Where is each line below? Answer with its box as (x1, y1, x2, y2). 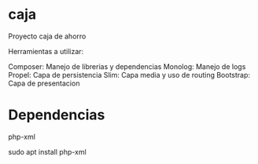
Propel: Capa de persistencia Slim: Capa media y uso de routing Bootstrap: (8, 70, 250, 79)
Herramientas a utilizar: (8, 46, 84, 56)
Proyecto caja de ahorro (8, 31, 87, 41)
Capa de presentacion (8, 78, 80, 88)
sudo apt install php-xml (8, 147, 87, 156)
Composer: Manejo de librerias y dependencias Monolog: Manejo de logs (8, 61, 246, 71)
